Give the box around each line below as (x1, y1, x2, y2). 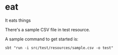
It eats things (5, 17, 31, 23)
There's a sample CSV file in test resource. (5, 27, 90, 32)
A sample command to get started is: (5, 36, 79, 42)
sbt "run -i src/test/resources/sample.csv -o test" (5, 45, 114, 50)
